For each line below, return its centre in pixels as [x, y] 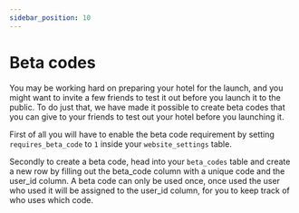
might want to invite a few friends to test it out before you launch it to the [145, 97]
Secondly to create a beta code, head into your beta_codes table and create [150, 161]
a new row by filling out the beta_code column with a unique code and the [147, 171]
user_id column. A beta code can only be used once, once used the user [145, 180]
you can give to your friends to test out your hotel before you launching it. [147, 116]
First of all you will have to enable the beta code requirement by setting [142, 134]
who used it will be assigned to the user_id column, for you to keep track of [149, 190]
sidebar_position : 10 [50, 18]
